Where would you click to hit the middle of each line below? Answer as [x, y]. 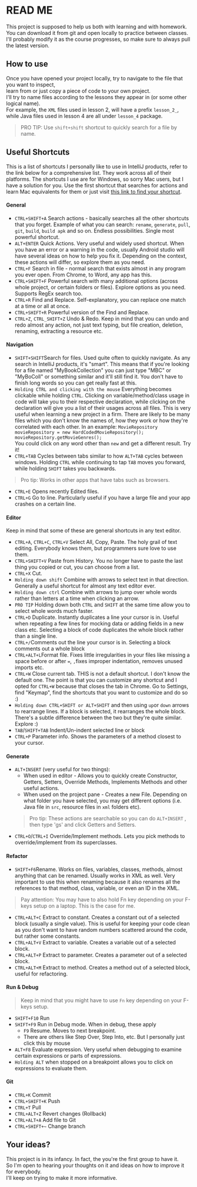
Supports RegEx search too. [49, 294]
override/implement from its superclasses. [66, 843]
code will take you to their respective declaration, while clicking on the [100, 402]
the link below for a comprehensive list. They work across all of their [89, 172]
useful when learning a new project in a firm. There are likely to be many [102, 414]
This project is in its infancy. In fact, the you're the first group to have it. [93, 1159]
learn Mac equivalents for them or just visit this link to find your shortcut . [94, 191]
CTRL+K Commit [33, 1095]
